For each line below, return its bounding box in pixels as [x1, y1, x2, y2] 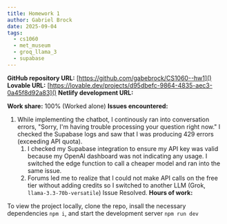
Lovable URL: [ [7, 81, 50, 90]
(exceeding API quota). [17, 137, 83, 145]
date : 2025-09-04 [7, 23, 57, 30]
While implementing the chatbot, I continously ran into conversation [17, 115, 210, 123]
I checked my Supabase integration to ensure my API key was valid [27, 144, 219, 152]
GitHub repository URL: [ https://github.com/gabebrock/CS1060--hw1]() [7, 74, 212, 82]
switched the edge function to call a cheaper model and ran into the [27, 159, 221, 167]
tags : [7, 29, 23, 37]
